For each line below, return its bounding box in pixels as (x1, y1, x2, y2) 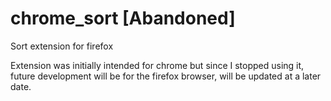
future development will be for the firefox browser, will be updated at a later (10, 70, 322, 82)
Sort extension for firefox (10, 40, 114, 52)
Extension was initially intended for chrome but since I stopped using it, (10, 59, 305, 71)
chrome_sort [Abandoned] (10, 7, 236, 30)
